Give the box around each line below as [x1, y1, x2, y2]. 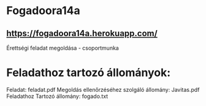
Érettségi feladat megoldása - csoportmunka [6, 44, 120, 51]
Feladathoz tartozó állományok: [6, 66, 171, 80]
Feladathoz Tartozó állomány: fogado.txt [6, 93, 109, 100]
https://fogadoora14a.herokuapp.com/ [6, 28, 158, 39]
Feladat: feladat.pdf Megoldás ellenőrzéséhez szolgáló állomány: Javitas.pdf [6, 86, 200, 93]
